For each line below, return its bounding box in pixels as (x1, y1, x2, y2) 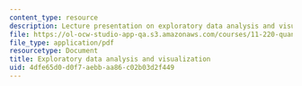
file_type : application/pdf (9, 38, 115, 47)
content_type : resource (9, 13, 99, 22)
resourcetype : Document (9, 47, 99, 56)
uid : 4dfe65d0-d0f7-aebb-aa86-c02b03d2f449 (9, 64, 175, 73)
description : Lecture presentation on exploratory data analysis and (9, 21, 276, 30)
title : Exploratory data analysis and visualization (9, 55, 211, 64)
